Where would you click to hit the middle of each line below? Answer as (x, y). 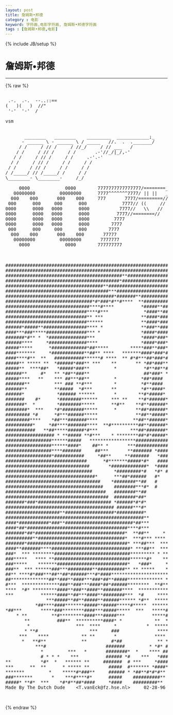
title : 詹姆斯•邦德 (24, 15)
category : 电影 (22, 20)
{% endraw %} (21, 708)
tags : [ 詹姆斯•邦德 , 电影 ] (32, 29)
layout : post (19, 10)
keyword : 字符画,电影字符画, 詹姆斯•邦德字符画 (51, 24)
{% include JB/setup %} (31, 44)
